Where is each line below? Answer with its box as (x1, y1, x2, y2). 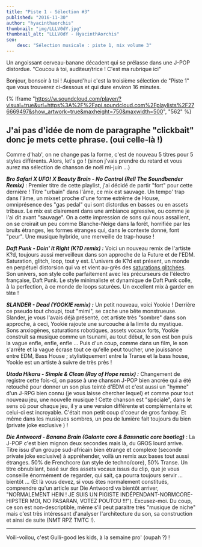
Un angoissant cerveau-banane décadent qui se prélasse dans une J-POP (6, 58, 191, 66)
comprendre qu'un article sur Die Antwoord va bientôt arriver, (6, 484, 159, 492)
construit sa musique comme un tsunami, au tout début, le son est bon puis (6, 333, 193, 340)
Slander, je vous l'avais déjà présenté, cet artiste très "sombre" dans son (6, 314, 186, 321)
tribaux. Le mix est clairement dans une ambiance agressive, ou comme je (6, 207, 190, 214)
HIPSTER (6, 497, 29, 504)
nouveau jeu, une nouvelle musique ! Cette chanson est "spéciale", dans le (6, 396, 191, 403)
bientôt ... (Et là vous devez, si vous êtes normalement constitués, (6, 478, 170, 485)
